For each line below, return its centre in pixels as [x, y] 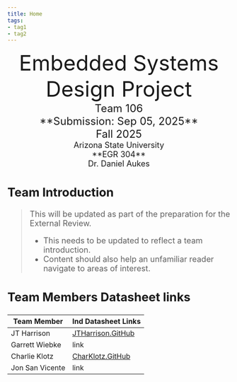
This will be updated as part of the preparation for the [130, 214]
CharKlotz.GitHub [101, 356]
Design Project [119, 89]
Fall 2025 [119, 134]
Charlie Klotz [33, 356]
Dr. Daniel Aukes [119, 164]
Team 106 [119, 109]
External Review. [60, 224]
